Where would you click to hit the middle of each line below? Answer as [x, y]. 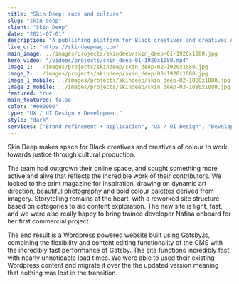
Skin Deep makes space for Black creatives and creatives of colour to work [117, 147]
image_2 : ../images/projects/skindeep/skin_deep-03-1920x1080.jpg [108, 73]
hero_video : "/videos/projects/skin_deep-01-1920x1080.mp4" [99, 61]
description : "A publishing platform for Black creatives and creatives [117, 41]
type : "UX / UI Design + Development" [65, 113]
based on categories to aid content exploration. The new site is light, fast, [115, 206]
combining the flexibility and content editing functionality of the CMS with [115, 242]
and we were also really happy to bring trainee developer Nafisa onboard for [119, 214]
